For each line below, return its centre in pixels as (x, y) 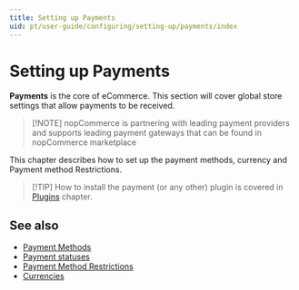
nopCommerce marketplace (84, 142)
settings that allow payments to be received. (92, 106)
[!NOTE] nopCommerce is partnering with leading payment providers (161, 123)
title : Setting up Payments (63, 18)
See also (34, 225)
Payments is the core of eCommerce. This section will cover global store (146, 96)
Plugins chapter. (62, 197)
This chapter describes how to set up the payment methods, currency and (149, 160)
